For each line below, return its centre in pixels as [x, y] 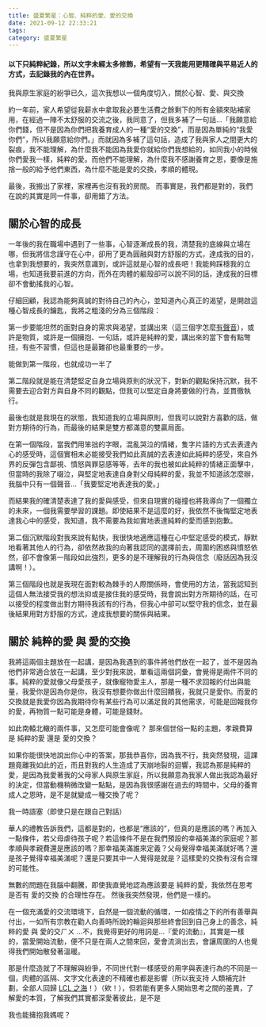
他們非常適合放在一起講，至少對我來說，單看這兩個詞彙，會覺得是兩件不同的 [133, 672]
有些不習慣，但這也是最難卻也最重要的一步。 [95, 347]
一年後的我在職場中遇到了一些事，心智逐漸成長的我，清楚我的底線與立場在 [129, 244]
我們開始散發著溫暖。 [49, 952]
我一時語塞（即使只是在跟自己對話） [67, 812]
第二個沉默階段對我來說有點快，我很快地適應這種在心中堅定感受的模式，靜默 [133, 538]
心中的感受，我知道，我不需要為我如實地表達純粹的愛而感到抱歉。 [129, 521]
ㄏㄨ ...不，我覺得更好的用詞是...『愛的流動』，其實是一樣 [153, 932]
